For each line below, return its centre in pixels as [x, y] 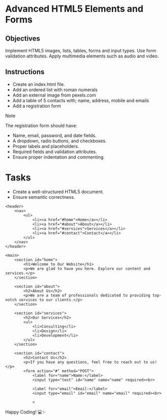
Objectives [23, 38]
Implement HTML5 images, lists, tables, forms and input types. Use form [81, 51]
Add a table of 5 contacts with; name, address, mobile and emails [81, 100]
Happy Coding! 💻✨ [26, 412]
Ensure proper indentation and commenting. [58, 157]
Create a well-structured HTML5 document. [58, 192]
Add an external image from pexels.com [54, 95]
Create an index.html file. [39, 84]
